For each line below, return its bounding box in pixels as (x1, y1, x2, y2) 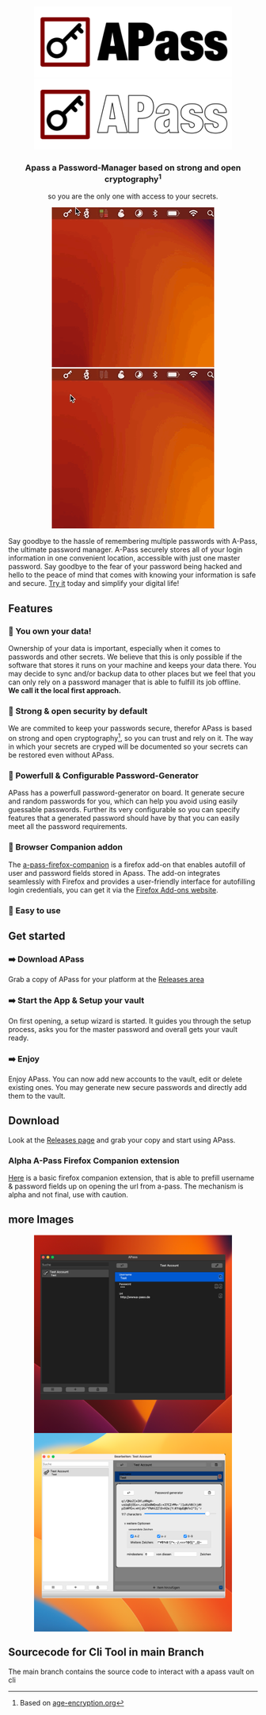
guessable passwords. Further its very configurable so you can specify (8, 805, 240, 815)
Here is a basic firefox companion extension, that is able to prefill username (8, 1173, 255, 1182)
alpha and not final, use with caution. (8, 1189, 129, 1199)
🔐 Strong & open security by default (8, 706, 148, 717)
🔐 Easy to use (8, 904, 61, 915)
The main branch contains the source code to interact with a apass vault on (8, 1667, 255, 1676)
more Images (8, 1213, 74, 1227)
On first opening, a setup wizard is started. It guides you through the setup (8, 1016, 252, 1026)
